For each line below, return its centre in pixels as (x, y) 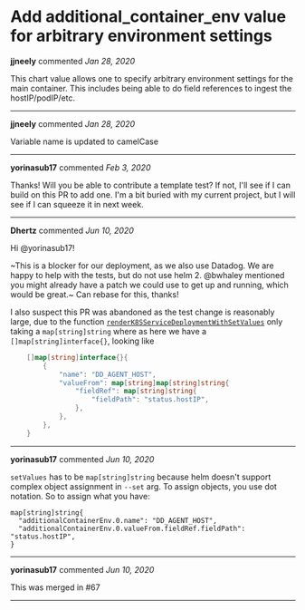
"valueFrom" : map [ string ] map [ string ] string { (144, 382)
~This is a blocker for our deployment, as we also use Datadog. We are (142, 266)
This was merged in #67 (55, 587)
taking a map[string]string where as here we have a (109, 331)
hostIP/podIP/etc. (43, 98)
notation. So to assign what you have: (80, 496)
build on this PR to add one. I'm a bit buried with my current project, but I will (153, 194)
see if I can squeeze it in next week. (77, 204)
